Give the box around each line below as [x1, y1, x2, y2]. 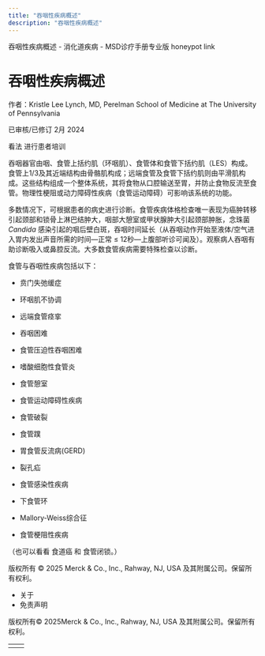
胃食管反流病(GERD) [19, 446, 85, 455]
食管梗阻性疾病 [19, 530, 69, 540]
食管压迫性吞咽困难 [19, 345, 83, 355]
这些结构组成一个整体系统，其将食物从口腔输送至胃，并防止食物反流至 [21, 179, 250, 188]
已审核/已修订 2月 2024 [8, 125, 85, 134]
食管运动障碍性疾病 [19, 396, 83, 405]
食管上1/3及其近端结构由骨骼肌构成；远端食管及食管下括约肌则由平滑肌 [8, 168, 239, 178]
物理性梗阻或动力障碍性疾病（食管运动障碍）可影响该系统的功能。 [21, 188, 237, 198]
